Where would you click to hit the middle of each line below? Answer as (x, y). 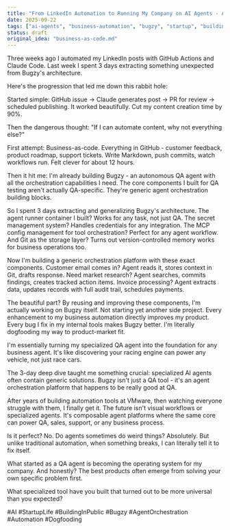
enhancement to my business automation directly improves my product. (108, 317)
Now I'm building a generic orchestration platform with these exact (101, 260)
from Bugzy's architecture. (45, 73)
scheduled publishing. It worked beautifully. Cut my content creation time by (115, 107)
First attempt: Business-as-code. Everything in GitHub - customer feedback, (115, 148)
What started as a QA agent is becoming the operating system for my (105, 464)
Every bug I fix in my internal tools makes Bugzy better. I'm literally (101, 325)
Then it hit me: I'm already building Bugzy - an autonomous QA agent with (111, 176)
